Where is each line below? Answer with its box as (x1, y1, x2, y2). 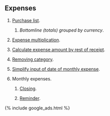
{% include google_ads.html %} (5, 105, 70, 111)
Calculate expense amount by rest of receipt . (12, 46, 105, 52)
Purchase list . (12, 17, 41, 23)
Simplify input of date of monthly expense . (12, 66, 100, 72)
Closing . (19, 85, 37, 91)
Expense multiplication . (12, 37, 61, 43)
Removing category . (12, 56, 54, 62)
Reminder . (19, 95, 41, 101)
